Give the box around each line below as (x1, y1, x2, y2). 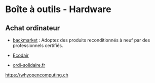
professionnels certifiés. (12, 43, 63, 49)
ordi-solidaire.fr (12, 62, 46, 68)
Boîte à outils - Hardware (5, 4, 111, 15)
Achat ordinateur (5, 24, 60, 32)
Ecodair (12, 52, 29, 58)
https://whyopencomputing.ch (5, 72, 68, 78)
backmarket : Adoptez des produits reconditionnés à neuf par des (12, 37, 150, 43)
